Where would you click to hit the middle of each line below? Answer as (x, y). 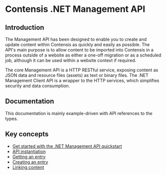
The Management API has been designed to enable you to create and (76, 39)
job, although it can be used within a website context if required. (71, 60)
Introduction (25, 28)
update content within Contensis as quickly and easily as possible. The (78, 45)
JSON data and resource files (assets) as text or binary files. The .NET (77, 75)
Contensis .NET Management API (75, 9)
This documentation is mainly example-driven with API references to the (79, 113)
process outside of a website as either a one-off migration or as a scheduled (83, 55)
